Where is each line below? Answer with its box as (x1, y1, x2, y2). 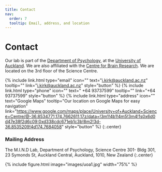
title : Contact (5, 7, 36, 12)
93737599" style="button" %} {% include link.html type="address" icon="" (5, 93, 155, 99)
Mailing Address (5, 136, 44, 143)
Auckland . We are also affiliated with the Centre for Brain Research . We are (5, 63, 154, 69)
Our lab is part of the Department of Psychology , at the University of (5, 58, 141, 64)
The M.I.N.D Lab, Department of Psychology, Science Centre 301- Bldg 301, (5, 147, 156, 153)
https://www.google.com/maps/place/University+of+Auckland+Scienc (16, 108, 157, 114)
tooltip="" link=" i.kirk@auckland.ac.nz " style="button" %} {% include (5, 83, 144, 88)
